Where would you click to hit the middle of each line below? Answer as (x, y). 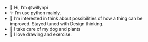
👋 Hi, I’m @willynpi (29, 8)
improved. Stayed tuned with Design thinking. (57, 24)
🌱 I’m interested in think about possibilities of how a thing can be (76, 18)
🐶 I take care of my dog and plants (45, 29)
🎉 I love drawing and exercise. (41, 34)
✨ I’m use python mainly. (35, 13)
